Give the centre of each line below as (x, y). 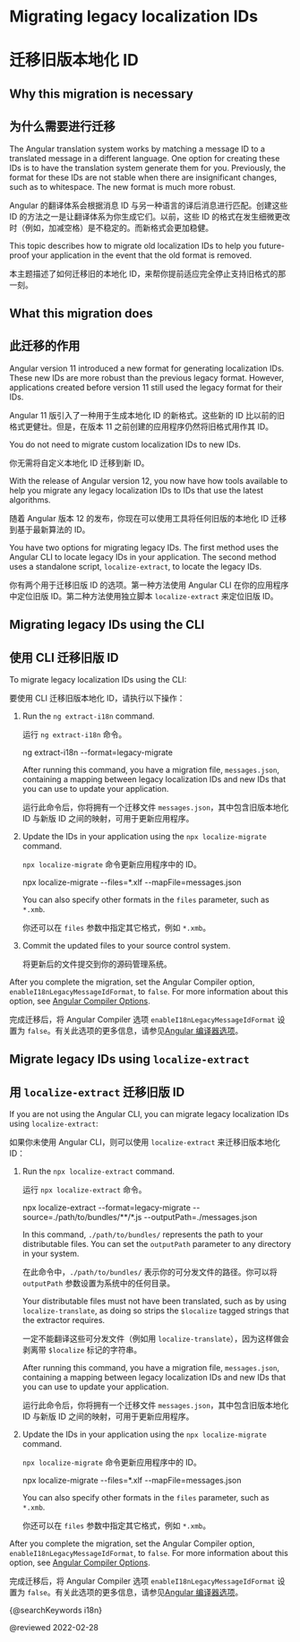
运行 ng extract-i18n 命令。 (74, 734)
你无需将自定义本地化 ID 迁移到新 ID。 (79, 462)
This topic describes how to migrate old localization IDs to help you (133, 245)
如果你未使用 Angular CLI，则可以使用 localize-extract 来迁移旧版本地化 (145, 1142)
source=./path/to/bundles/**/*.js (82, 1217)
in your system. (51, 1254)
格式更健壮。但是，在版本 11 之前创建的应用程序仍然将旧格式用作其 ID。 (141, 426)
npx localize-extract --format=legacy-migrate (106, 1208)
